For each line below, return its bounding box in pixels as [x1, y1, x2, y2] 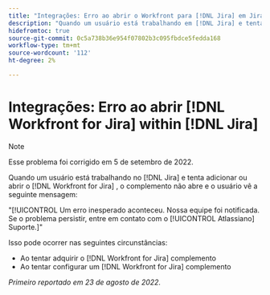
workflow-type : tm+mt [8, 42, 81, 50]
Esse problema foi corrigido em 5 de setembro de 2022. [8, 157, 194, 167]
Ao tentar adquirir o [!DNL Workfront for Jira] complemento [19, 253, 217, 263]
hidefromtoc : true [8, 26, 70, 34]
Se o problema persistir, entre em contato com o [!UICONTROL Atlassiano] [8, 213, 255, 223]
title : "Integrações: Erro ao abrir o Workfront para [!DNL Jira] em [8, 11, 247, 20]
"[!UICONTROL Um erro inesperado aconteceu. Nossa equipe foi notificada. [8, 205, 260, 215]
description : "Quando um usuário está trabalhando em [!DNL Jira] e [8, 19, 243, 27]
